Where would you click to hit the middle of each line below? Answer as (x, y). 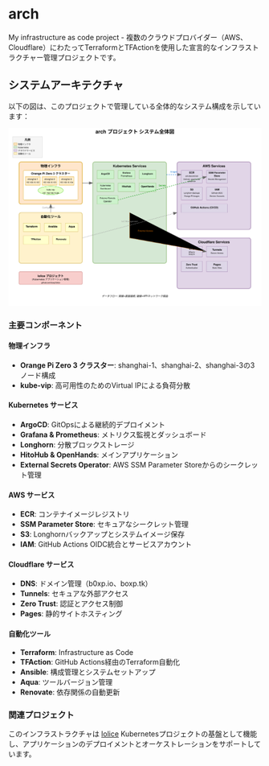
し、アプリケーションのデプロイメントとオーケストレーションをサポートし (131, 743)
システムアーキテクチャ (66, 85)
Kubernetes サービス (43, 405)
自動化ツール (29, 633)
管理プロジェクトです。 (82, 57)
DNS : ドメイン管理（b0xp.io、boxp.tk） (86, 583)
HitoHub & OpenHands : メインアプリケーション (99, 455)
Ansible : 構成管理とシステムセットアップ (88, 672)
